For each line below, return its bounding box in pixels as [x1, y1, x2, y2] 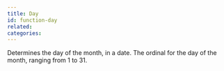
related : [7, 23, 33, 30]
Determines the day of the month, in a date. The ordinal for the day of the [7, 49, 217, 57]
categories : [7, 29, 42, 37]
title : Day [7, 10, 39, 17]
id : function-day [7, 17, 58, 24]
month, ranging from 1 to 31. [7, 56, 88, 65]
